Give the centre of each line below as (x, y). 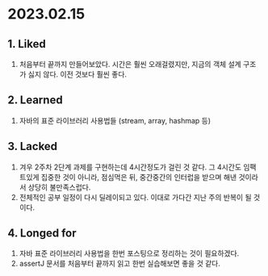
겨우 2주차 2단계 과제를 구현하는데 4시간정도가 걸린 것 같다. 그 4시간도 (130, 167)
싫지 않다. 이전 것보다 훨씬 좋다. (77, 74)
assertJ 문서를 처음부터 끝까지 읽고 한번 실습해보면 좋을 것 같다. (120, 264)
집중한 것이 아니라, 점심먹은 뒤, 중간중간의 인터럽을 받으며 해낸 (139, 177)
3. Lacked (33, 146)
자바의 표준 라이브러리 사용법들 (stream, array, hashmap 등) (115, 120)
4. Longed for (42, 234)
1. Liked (27, 44)
